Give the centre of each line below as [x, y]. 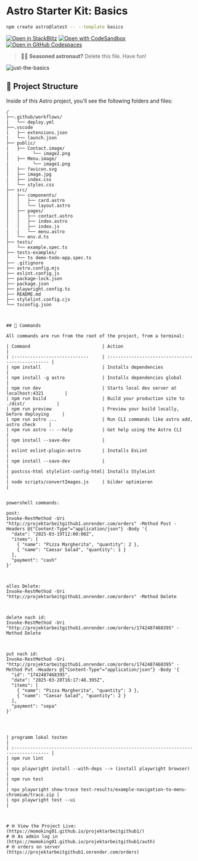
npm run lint [28, 758]
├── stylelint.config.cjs [38, 299]
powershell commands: [33, 503]
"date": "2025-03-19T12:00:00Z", [53, 534]
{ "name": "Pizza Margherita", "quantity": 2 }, [78, 544]
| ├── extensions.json [37, 132]
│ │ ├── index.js [33, 226]
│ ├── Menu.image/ [32, 158]
